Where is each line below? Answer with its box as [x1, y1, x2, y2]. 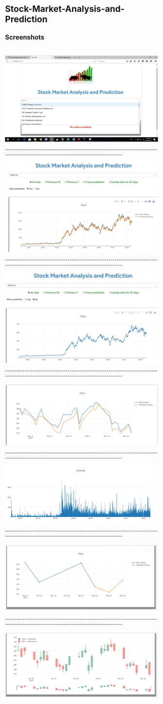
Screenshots [5, 33, 45, 41]
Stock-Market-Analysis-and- [5, 3, 125, 15]
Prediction [5, 14, 48, 25]
